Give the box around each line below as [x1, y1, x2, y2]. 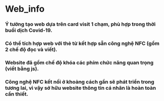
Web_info [5, 3, 45, 15]
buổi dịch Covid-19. [5, 27, 52, 34]
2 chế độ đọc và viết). [5, 46, 58, 53]
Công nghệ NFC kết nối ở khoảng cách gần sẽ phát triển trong [5, 78, 155, 85]
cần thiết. [5, 90, 28, 97]
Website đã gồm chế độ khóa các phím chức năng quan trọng [5, 59, 154, 66]
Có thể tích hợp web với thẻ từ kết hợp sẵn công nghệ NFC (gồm [5, 40, 160, 47]
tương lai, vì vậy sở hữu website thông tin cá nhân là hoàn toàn [5, 84, 156, 91]
